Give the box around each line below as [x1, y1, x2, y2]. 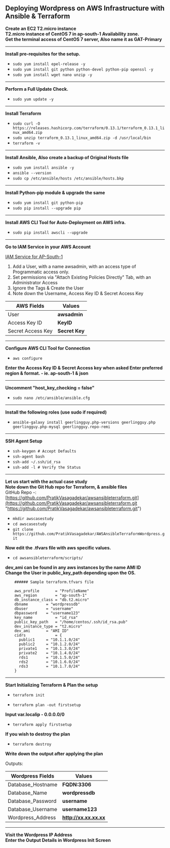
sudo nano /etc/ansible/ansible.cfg [12, 395, 90, 400]
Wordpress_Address [8, 814, 56, 821]
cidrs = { [14, 633, 62, 638]
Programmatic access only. [12, 269, 70, 275]
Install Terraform [5, 110, 41, 116]
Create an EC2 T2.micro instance [5, 25, 76, 31]
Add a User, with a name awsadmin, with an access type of [12, 263, 137, 269]
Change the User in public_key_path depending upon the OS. [5, 570, 136, 576]
